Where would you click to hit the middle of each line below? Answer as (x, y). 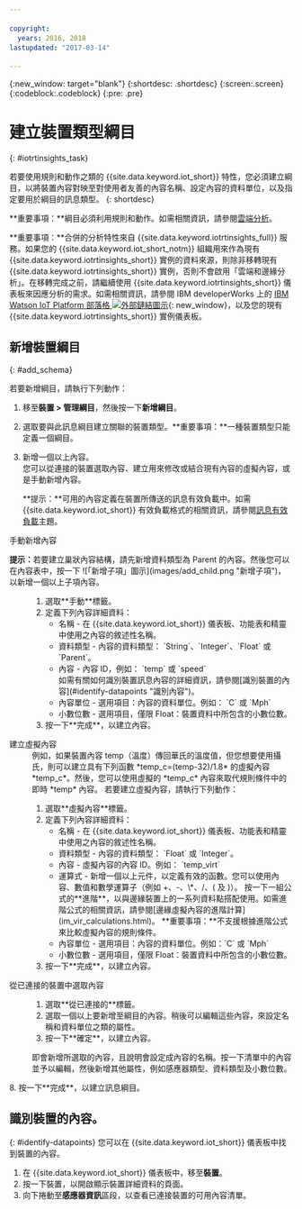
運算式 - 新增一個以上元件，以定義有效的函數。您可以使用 (164, 876)
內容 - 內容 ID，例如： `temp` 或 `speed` (132, 668)
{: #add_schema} (41, 369)
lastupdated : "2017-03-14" (60, 48)
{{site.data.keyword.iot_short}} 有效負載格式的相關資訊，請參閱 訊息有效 (155, 510)
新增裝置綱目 (45, 347)
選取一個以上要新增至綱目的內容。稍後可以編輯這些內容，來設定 (163, 1015)
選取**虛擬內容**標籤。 (88, 808)
